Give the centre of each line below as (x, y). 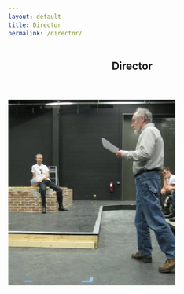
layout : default (35, 17)
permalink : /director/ (45, 33)
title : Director (35, 25)
